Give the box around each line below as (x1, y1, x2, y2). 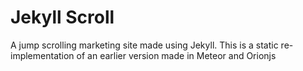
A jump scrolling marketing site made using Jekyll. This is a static (10, 39, 279, 51)
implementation (10, 49, 75, 61)
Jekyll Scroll (10, 6, 115, 29)
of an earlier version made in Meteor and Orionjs (76, 49, 277, 61)
